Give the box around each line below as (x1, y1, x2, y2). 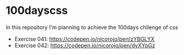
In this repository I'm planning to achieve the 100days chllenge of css (5, 24, 179, 31)
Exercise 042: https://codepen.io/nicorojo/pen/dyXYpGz (14, 42, 156, 49)
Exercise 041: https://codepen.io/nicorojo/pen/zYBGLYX (14, 35, 155, 42)
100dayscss (5, 4, 68, 18)
